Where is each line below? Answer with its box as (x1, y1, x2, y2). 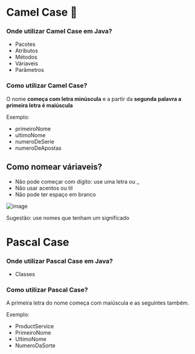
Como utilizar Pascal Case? (6, 286, 89, 294)
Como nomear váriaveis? (6, 162, 103, 172)
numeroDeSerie (14, 138, 54, 145)
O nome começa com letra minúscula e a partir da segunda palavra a (6, 95, 182, 102)
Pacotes (14, 40, 36, 48)
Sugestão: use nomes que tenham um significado (6, 214, 130, 221)
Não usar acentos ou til (14, 184, 73, 191)
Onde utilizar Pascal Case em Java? (6, 257, 113, 265)
